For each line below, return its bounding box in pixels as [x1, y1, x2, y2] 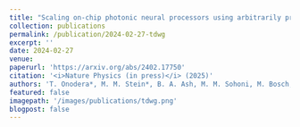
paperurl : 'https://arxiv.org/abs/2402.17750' [9, 63, 186, 72]
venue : [9, 55, 34, 63]
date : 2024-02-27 [9, 47, 74, 55]
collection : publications [9, 21, 105, 30]
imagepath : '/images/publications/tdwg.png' [9, 96, 178, 106]
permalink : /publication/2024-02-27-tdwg [9, 30, 166, 38]
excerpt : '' [9, 38, 54, 47]
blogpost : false [9, 105, 70, 114]
